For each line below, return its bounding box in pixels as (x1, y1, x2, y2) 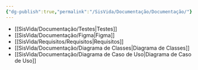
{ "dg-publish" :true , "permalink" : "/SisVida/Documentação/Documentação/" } (5, 8, 193, 15)
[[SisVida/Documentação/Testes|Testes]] (14, 25, 117, 32)
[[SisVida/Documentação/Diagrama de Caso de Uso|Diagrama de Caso (14, 50, 191, 57)
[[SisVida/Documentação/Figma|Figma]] (14, 31, 115, 39)
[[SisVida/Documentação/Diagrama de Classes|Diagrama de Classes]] (14, 44, 190, 51)
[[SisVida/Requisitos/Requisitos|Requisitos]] (14, 38, 124, 45)
